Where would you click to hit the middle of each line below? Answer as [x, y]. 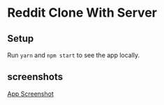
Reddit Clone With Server [82, 13]
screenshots [35, 77]
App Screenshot [30, 94]
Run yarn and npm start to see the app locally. [74, 55]
